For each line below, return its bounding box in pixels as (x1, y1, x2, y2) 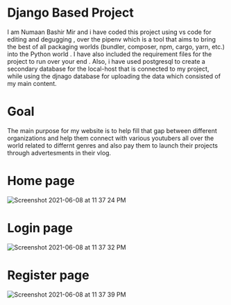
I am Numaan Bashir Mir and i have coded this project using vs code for (7, 28, 212, 36)
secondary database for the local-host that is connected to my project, (7, 64, 209, 73)
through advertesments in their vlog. (7, 148, 112, 157)
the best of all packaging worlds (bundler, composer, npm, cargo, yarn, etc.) (7, 42, 225, 51)
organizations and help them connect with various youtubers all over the (7, 134, 214, 142)
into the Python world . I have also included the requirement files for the (7, 50, 212, 58)
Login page (7, 220, 73, 236)
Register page (7, 267, 89, 283)
